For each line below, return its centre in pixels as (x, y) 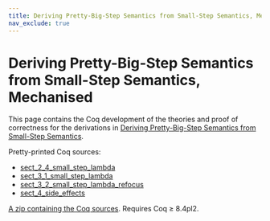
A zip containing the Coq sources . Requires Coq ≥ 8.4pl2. (104, 209)
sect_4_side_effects (53, 193)
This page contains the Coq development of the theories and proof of (123, 119)
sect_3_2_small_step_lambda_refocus (82, 185)
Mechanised (51, 97)
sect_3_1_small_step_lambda (66, 176)
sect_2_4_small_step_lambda (67, 168)
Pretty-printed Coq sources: (55, 152)
